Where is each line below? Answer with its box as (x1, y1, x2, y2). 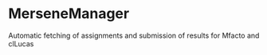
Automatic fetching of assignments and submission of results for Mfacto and (8, 31, 260, 40)
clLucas (8, 38, 34, 48)
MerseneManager (8, 5, 130, 23)
